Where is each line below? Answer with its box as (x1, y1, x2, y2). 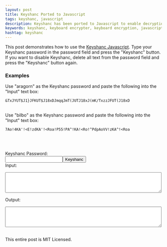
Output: (5, 197, 21, 203)
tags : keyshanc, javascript (5, 16, 64, 21)
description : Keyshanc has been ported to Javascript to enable (5, 21, 141, 26)
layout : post (5, 7, 32, 12)
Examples (5, 72, 30, 79)
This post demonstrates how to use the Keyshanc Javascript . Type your (5, 44, 153, 50)
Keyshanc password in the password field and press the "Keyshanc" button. (5, 49, 161, 55)
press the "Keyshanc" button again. (5, 60, 78, 65)
